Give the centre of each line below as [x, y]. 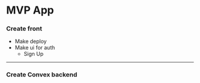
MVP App [30, 10]
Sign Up [33, 54]
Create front [24, 29]
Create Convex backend [42, 75]
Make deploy [31, 41]
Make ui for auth [35, 48]
